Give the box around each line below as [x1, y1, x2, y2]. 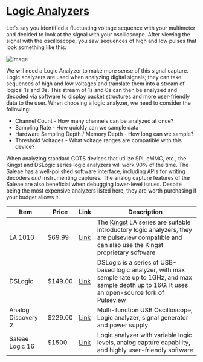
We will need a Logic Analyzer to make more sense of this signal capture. [6, 67, 188, 74]
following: [6, 105, 31, 113]
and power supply [97, 321, 149, 329]
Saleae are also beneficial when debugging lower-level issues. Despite [6, 180, 182, 188]
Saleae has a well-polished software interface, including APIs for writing [6, 168, 186, 175]
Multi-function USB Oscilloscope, [97, 306, 193, 314]
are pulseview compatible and [97, 233, 182, 242]
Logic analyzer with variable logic [97, 331, 192, 339]
